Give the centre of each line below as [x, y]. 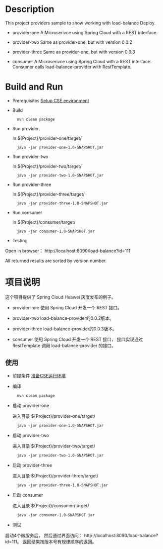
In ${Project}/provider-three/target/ [49, 194]
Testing [20, 240]
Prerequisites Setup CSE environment [51, 100]
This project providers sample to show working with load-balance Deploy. [81, 23]
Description [30, 9]
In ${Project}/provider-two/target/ [47, 166]
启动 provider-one [31, 405]
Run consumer [27, 212]
